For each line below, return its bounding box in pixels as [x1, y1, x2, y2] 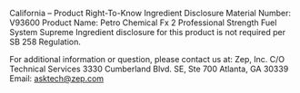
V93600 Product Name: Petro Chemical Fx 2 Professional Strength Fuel [9, 17, 277, 28]
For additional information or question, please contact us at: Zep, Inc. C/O [9, 54, 285, 64]
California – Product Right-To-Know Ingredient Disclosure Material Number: [9, 8, 292, 18]
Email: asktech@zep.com [9, 73, 105, 84]
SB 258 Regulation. [9, 36, 82, 47]
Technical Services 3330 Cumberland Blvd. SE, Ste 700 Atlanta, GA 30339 [9, 63, 289, 74]
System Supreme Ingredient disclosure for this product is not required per [9, 27, 286, 37]
